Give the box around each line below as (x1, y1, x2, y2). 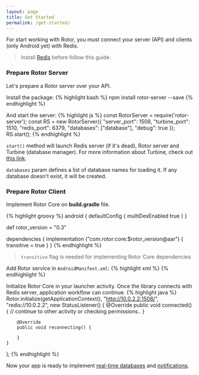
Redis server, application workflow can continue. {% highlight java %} (6, 289, 177, 296)
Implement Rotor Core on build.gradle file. (6, 200, 110, 208)
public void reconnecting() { (17, 324, 92, 330)
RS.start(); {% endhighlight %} (6, 130, 81, 137)
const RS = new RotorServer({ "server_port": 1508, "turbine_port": (28, 118, 190, 125)
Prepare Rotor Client (6, 187, 67, 196)
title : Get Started (6, 14, 55, 20)
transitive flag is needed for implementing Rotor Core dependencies (20, 253, 191, 260)
